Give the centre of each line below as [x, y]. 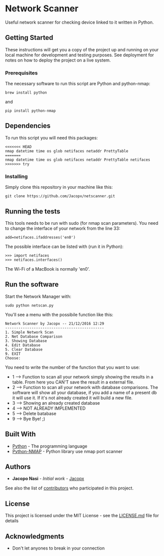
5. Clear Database [24, 349]
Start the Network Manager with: [38, 296]
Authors [18, 467]
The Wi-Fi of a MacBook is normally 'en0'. [48, 269]
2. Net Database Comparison [34, 336]
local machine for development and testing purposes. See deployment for [80, 55]
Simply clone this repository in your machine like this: [59, 187]
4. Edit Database [23, 345]
